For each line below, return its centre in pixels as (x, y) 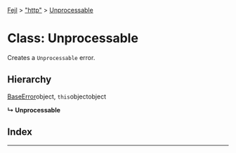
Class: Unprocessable (73, 38)
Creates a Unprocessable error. (51, 57)
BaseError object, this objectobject (57, 96)
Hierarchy (29, 80)
